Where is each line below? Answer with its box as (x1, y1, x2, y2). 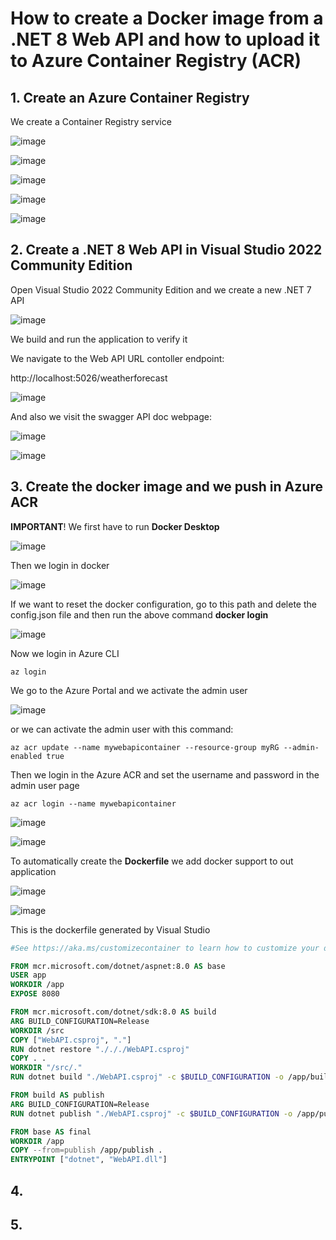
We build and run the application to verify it (10, 333, 188, 345)
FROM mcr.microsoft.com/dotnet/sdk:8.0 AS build (10, 1007, 217, 1017)
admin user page (10, 779, 80, 791)
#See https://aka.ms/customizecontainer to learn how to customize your (10, 943, 320, 953)
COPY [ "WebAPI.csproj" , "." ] (10, 1035, 132, 1045)
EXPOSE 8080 (10, 989, 60, 999)
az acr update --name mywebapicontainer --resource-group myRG (10, 742, 280, 752)
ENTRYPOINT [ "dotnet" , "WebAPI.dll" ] (10, 1155, 168, 1165)
